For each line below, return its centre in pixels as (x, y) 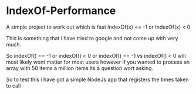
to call (13, 85)
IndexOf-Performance (61, 11)
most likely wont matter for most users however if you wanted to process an (98, 62)
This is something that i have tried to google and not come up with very (92, 38)
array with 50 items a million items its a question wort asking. (80, 68)
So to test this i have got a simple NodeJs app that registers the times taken (97, 79)
